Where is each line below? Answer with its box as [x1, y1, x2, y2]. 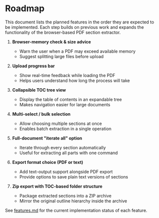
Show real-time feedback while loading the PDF [19, 72, 116, 78]
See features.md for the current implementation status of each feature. [5, 207, 148, 213]
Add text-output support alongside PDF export [19, 169, 113, 175]
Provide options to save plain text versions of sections [19, 174, 128, 179]
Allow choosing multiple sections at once [19, 120, 102, 126]
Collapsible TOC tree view [12, 87, 66, 93]
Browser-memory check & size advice [12, 39, 91, 44]
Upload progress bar [12, 63, 55, 69]
